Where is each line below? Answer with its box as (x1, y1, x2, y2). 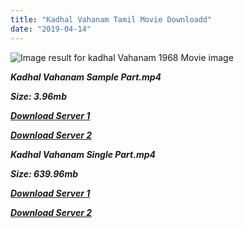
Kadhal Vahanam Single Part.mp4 (10, 148, 156, 160)
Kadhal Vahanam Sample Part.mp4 (10, 71, 162, 83)
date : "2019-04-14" (10, 24, 92, 34)
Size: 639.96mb (10, 167, 79, 180)
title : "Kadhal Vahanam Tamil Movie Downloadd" (10, 14, 213, 25)
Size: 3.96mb (10, 90, 67, 102)
